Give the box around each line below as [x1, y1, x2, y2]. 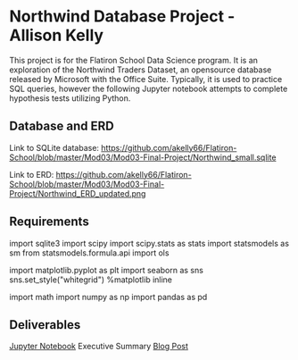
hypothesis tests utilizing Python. [9, 92, 131, 104]
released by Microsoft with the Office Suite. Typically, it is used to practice [9, 73, 283, 84]
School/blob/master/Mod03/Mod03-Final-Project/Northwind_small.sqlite [9, 152, 277, 163]
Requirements [9, 214, 89, 230]
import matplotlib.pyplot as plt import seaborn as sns [9, 264, 203, 275]
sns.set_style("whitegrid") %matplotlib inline [9, 274, 172, 285]
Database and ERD [9, 119, 114, 134]
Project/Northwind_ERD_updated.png [9, 188, 146, 198]
